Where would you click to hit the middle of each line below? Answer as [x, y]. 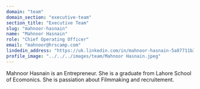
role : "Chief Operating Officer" [48, 39]
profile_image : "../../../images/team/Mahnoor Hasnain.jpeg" [84, 56]
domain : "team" [25, 12]
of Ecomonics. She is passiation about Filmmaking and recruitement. [90, 79]
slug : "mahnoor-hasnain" [37, 28]
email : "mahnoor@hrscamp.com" [44, 45]
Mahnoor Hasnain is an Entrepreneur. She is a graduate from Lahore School [99, 73]
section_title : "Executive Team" [48, 23]
